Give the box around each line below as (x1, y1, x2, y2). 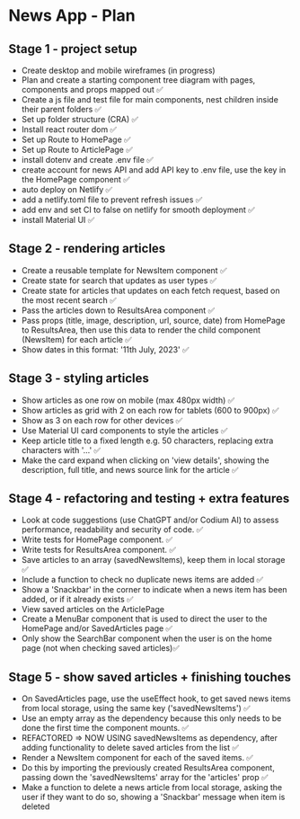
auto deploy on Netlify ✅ (21, 184, 113, 194)
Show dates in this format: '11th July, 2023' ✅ (21, 343, 190, 355)
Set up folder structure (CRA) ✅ (21, 114, 139, 124)
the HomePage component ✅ (21, 174, 131, 184)
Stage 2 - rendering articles (8, 241, 166, 256)
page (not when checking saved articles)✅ (21, 643, 181, 654)
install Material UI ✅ (21, 215, 95, 225)
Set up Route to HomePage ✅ (21, 134, 131, 145)
